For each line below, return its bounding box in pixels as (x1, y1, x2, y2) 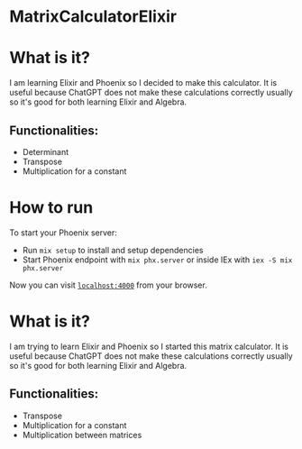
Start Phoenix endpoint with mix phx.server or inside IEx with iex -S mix (22, 254, 293, 265)
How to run (9, 197, 94, 218)
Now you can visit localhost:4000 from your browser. (9, 279, 207, 290)
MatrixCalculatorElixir (9, 6, 178, 27)
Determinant (22, 146, 69, 157)
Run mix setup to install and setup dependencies (22, 244, 204, 255)
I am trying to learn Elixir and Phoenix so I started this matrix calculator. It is (9, 341, 288, 352)
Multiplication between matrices (22, 429, 142, 440)
